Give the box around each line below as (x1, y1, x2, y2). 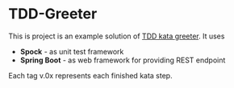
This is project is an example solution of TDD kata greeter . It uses (8, 31, 225, 41)
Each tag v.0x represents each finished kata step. (8, 70, 173, 80)
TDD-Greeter (8, 5, 98, 23)
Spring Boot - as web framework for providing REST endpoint (19, 55, 226, 65)
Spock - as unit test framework (19, 46, 124, 56)
